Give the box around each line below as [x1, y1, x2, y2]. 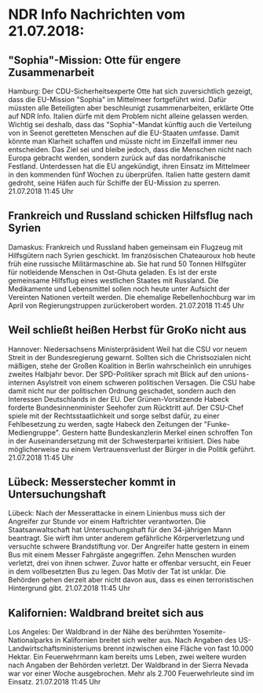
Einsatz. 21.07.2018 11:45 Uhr [8, 677, 101, 687]
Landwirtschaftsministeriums [8, 644, 102, 653]
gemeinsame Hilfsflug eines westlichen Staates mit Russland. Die [8, 275, 219, 285]
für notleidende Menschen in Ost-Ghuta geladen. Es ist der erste [8, 267, 217, 276]
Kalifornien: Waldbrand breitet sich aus [8, 606, 204, 619]
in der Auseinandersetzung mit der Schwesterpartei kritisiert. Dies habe [8, 436, 240, 445]
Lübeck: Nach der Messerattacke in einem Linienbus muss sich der [8, 509, 226, 518]
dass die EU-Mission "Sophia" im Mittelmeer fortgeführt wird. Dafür [8, 95, 227, 104]
